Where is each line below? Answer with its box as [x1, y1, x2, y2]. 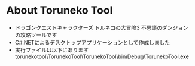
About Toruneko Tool [6, 4, 113, 17]
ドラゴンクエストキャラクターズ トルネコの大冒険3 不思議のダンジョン [14, 24, 188, 31]
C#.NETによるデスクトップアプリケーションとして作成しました [14, 39, 170, 46]
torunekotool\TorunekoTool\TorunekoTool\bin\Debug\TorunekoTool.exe [14, 53, 190, 60]
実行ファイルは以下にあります [14, 46, 89, 54]
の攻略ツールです [14, 31, 57, 39]
